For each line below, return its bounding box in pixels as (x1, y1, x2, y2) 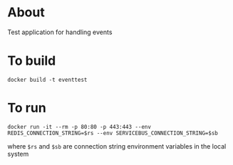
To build (7, 53, 56, 69)
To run (7, 100, 46, 116)
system (7, 149, 29, 158)
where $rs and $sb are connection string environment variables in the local (7, 142, 227, 150)
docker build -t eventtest (7, 76, 88, 83)
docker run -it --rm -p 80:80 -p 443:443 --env (7, 123, 152, 130)
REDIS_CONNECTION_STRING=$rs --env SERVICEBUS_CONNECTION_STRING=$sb (7, 129, 219, 137)
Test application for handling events (7, 28, 113, 36)
